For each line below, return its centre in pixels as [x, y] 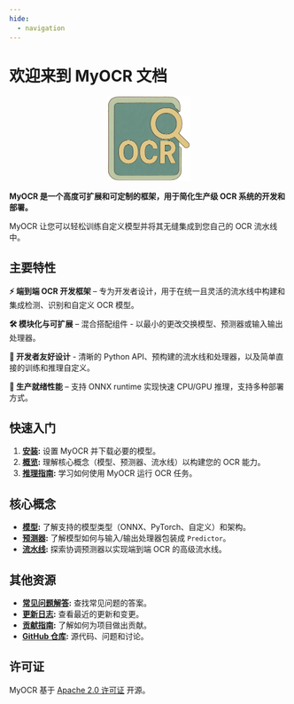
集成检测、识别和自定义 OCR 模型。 [74, 305]
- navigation [41, 28]
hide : [19, 19]
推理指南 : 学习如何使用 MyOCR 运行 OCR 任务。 [109, 473]
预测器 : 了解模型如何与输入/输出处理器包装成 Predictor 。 [126, 538]
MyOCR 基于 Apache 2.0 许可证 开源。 [80, 690]
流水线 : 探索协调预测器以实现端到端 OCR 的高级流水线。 [124, 550]
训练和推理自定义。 [59, 368]
